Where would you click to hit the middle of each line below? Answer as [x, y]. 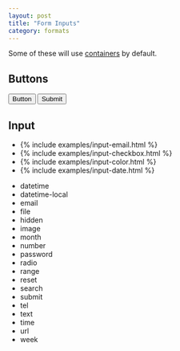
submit [31, 297]
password [36, 254]
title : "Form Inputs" [44, 23]
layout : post [30, 16]
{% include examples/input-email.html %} [89, 145]
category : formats [39, 31]
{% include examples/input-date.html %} [87, 170]
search [31, 288]
